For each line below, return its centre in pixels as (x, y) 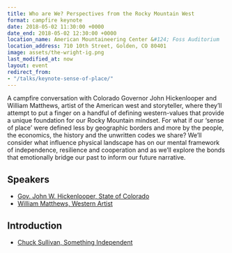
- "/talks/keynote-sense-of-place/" (60, 78)
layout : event (28, 66)
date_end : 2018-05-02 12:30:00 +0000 (62, 33)
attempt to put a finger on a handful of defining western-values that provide (116, 113)
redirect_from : (29, 72)
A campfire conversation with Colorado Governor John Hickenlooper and (112, 98)
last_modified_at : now (40, 59)
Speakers (29, 179)
